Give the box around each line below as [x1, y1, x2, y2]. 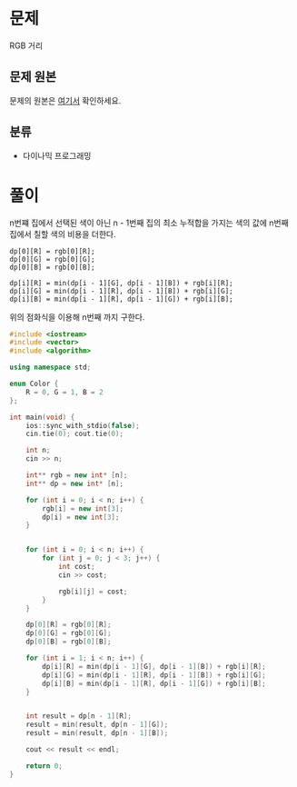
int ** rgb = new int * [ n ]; [25, 471, 128, 480]
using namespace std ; [9, 363, 92, 373]
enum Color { [9, 379, 59, 388]
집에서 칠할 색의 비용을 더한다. [9, 228, 116, 239]
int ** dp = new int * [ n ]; [25, 479, 124, 488]
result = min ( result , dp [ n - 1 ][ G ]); [25, 720, 169, 730]
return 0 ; [25, 761, 64, 771]
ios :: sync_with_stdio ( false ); [25, 421, 141, 430]
